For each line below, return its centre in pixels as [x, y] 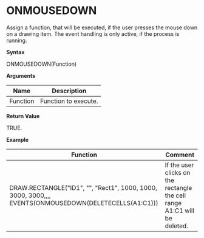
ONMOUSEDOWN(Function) [42, 64]
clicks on [178, 172]
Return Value [23, 116]
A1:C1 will [179, 211]
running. [17, 40]
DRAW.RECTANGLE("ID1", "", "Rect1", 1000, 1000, [83, 187]
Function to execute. [69, 101]
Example [18, 139]
